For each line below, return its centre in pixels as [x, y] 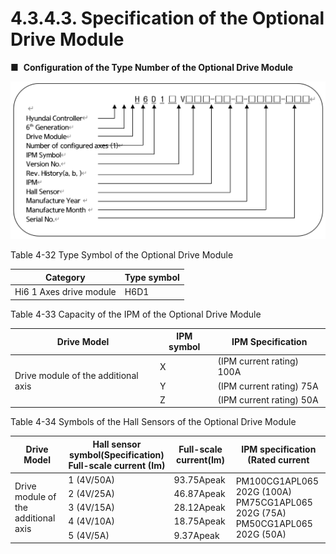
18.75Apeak [199, 521]
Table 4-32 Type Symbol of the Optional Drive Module [122, 255]
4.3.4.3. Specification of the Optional [167, 18]
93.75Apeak [199, 479]
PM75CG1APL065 [274, 502]
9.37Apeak [196, 535]
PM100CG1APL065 [277, 481]
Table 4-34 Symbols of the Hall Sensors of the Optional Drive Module [153, 422]
